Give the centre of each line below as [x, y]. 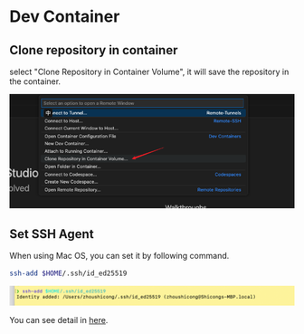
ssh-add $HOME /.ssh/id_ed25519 [68, 273]
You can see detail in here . [59, 320]
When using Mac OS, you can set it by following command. [119, 256]
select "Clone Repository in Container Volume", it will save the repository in [149, 72]
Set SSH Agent [52, 234]
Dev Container [65, 17]
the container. [35, 81]
